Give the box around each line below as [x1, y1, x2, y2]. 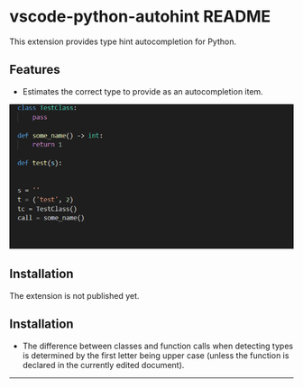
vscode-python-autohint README [9, 6, 271, 27]
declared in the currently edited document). [22, 359, 185, 370]
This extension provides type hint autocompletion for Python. [9, 36, 237, 47]
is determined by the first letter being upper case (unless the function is [22, 349, 289, 361]
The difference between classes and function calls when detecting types [22, 340, 294, 351]
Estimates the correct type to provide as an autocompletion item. [22, 86, 263, 96]
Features [9, 62, 60, 77]
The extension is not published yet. [9, 290, 140, 301]
